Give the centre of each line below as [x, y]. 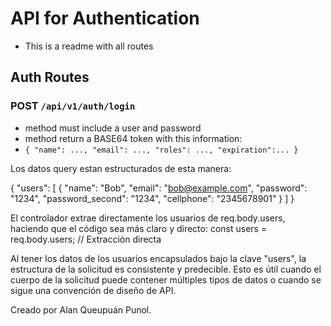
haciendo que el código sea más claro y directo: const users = [139, 228]
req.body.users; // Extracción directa [86, 239]
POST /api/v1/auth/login [73, 106]
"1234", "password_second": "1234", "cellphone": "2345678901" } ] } [152, 198]
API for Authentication [105, 18]
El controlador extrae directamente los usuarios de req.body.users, [148, 218]
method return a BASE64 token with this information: [133, 138]
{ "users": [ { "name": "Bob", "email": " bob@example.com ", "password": [159, 188]
